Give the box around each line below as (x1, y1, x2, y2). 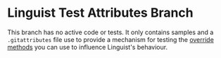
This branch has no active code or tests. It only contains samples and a (7, 28, 214, 36)
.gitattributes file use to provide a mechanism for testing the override (7, 35, 215, 43)
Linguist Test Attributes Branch (7, 5, 194, 21)
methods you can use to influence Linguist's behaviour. (7, 43, 168, 51)
